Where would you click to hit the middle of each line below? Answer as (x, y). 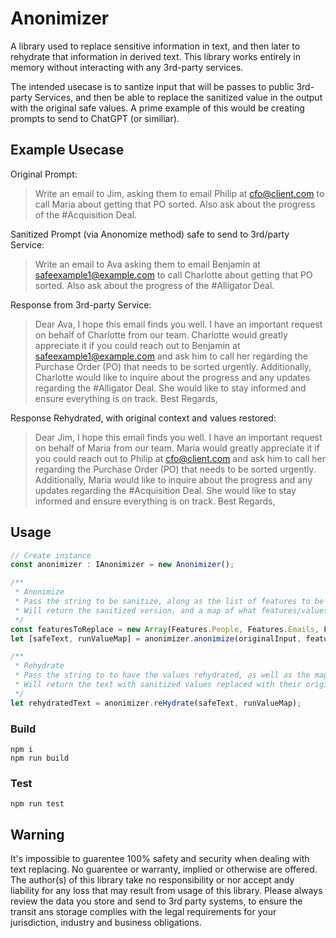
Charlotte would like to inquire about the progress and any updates (172, 377)
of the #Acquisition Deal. (86, 214)
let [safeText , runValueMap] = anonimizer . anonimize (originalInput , (156, 638)
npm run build (40, 758)
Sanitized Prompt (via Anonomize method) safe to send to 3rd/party (150, 234)
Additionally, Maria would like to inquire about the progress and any (173, 479)
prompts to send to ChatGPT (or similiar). (95, 118)
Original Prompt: (44, 174)
